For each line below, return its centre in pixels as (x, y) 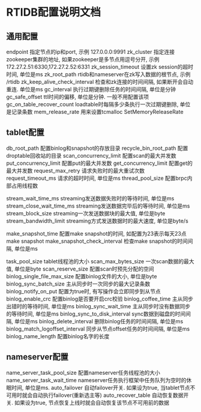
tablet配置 (25, 133)
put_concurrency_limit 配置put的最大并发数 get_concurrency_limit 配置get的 (100, 163)
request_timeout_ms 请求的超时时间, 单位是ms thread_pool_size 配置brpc (97, 178)
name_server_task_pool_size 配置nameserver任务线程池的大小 (83, 372)
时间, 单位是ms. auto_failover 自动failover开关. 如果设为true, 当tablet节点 (100, 387)
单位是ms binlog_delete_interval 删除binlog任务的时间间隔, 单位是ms (99, 321)
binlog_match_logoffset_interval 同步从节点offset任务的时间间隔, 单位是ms (98, 329)
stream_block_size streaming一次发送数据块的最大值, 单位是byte (86, 213)
